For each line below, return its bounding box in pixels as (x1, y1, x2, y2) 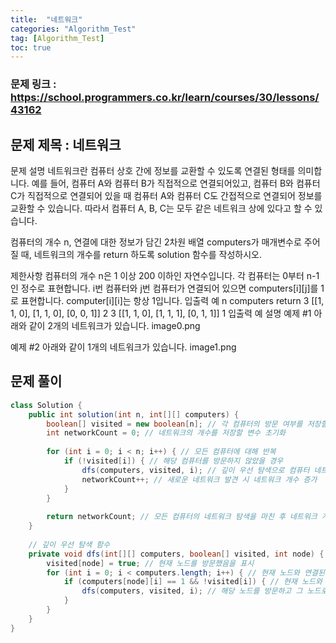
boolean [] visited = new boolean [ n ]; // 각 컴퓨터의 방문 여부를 (46, 419, 303, 429)
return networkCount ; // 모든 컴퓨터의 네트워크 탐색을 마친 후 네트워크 (46, 512, 318, 522)
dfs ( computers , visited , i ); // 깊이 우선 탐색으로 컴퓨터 (81, 465, 310, 475)
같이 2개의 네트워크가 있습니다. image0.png (28, 319, 201, 331)
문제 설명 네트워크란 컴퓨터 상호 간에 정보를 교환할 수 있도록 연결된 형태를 (10, 164, 296, 176)
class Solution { (10, 400, 83, 410)
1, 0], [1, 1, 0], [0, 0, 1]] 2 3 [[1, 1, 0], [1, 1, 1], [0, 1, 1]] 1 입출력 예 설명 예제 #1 (10, 307, 312, 319)
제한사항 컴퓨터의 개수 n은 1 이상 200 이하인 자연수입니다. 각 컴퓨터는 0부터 (10, 269, 305, 281)
